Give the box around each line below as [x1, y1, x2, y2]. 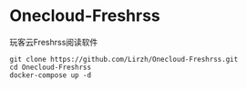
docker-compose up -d [9, 70, 92, 80]
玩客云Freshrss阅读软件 [9, 36, 98, 47]
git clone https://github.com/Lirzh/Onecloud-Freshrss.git [9, 54, 239, 64]
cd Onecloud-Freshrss [9, 63, 92, 72]
